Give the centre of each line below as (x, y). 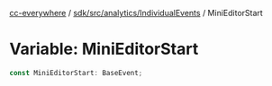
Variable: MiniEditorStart (104, 49)
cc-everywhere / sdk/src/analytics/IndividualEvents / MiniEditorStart (136, 13)
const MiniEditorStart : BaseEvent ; (76, 73)
